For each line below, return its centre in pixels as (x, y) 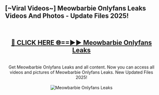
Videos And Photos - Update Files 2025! (67, 16)
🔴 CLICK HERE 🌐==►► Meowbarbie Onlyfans (81, 43)
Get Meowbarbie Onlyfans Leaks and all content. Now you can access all (81, 67)
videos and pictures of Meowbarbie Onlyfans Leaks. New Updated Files (81, 72)
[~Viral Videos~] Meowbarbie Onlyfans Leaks (76, 8)
